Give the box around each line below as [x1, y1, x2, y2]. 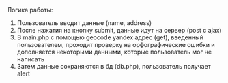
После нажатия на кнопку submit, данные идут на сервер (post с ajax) [16, 27, 222, 34]
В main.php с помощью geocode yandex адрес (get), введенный [16, 33, 203, 41]
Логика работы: [7, 6, 53, 14]
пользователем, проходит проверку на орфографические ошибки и [16, 41, 215, 48]
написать [16, 55, 44, 63]
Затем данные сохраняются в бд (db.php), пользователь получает [16, 63, 212, 70]
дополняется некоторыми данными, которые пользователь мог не [16, 48, 212, 56]
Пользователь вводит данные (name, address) [16, 19, 152, 27]
